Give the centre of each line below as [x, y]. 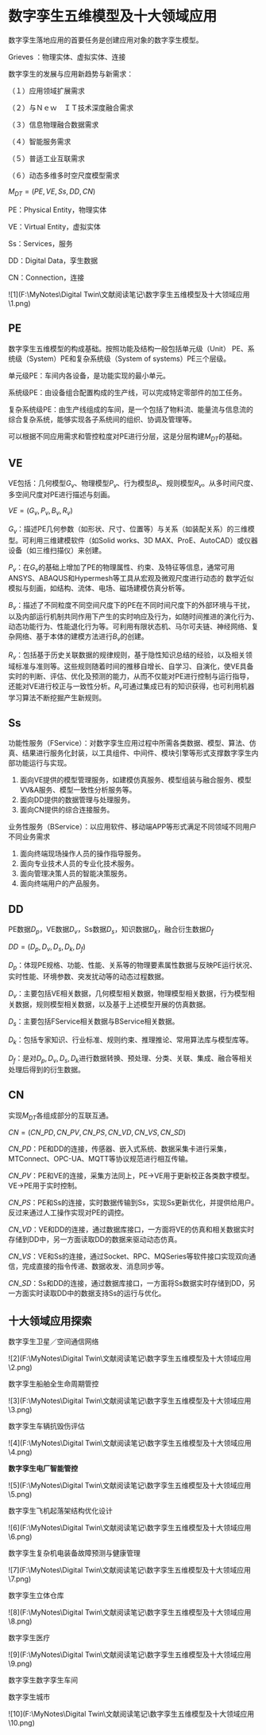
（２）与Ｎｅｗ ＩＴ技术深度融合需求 [71, 108]
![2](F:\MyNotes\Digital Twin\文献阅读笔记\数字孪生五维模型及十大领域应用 [130, 1358]
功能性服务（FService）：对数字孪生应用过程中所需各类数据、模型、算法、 [129, 743]
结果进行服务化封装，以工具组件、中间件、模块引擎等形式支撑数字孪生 [137, 753]
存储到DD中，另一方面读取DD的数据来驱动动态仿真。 [95, 1240]
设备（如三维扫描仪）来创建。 [57, 550]
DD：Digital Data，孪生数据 [53, 260]
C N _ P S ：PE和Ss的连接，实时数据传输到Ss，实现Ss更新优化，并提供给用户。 [133, 1203]
